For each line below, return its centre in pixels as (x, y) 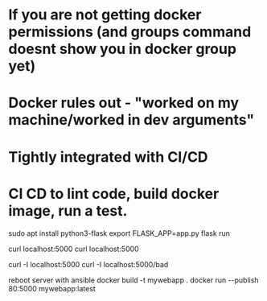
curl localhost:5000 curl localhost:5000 (74, 249)
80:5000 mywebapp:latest (52, 288)
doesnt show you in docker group (123, 49)
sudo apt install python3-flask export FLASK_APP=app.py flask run (119, 233)
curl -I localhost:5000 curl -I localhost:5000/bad (88, 264)
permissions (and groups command (130, 32)
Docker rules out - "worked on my (124, 103)
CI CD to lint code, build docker (114, 194)
